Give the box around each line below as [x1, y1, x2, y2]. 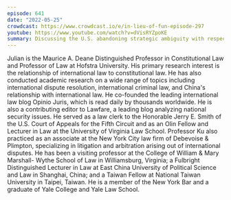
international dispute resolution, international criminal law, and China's [7, 84, 206, 92]
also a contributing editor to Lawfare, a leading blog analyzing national [7, 105, 206, 114]
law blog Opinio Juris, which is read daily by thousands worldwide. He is [7, 98, 212, 106]
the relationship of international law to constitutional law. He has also [7, 69, 201, 77]
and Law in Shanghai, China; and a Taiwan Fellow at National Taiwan [7, 171, 201, 179]
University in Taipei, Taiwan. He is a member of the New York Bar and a [7, 178, 209, 186]
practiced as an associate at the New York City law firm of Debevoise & [7, 134, 209, 142]
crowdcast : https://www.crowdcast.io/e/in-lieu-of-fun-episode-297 [7, 23, 205, 29]
